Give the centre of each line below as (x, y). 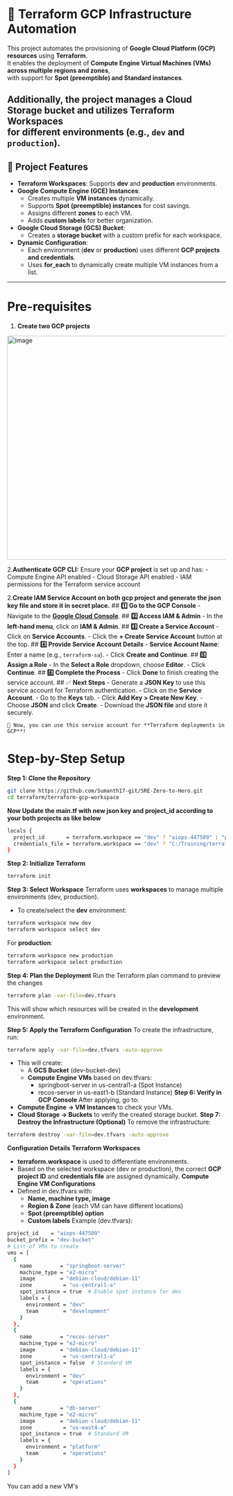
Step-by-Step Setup (66, 759)
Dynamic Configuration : (52, 243)
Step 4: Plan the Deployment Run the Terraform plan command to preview (114, 975)
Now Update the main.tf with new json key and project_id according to (110, 810)
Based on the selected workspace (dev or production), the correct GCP (119, 1169)
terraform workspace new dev (49, 923)
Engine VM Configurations (56, 1184)
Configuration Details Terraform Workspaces (74, 1148)
